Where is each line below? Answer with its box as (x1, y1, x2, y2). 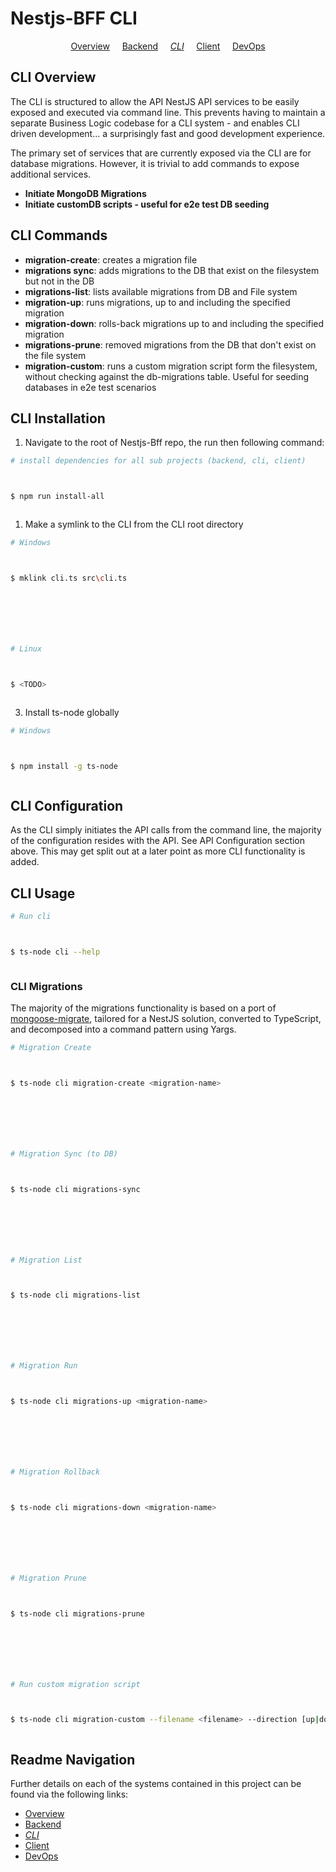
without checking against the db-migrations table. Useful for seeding (24, 370, 310, 382)
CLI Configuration (10, 797, 124, 814)
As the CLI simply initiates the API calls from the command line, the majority (10, 824, 322, 836)
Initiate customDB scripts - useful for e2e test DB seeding (24, 198, 270, 210)
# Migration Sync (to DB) (10, 1148, 118, 1159)
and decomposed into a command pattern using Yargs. (10, 1023, 237, 1036)
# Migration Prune (10, 1573, 87, 1583)
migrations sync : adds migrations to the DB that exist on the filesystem (24, 264, 320, 276)
